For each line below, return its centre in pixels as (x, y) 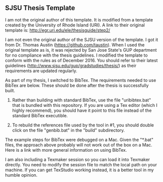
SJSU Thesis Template (40, 8)
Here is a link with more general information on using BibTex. (66, 150)
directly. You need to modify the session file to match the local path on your (81, 164)
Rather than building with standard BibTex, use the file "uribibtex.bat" (81, 100)
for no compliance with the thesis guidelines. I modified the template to (76, 55)
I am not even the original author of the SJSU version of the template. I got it (82, 40)
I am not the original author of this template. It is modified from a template (79, 20)
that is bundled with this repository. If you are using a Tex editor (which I (85, 105)
